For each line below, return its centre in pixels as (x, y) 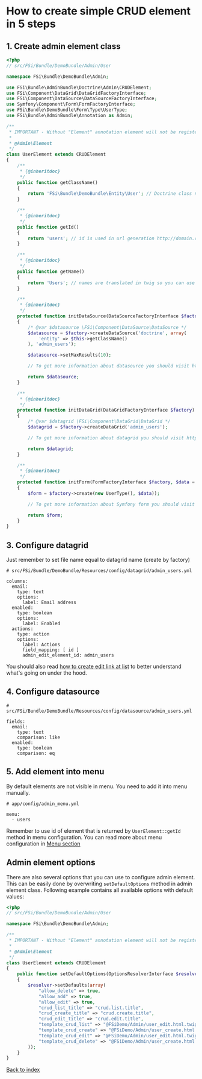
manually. (18, 792)
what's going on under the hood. (47, 673)
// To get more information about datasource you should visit (109, 366)
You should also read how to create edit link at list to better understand (94, 667)
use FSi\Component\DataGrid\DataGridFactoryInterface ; (76, 93)
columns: (17, 581)
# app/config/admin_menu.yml (43, 804)
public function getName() (51, 272)
